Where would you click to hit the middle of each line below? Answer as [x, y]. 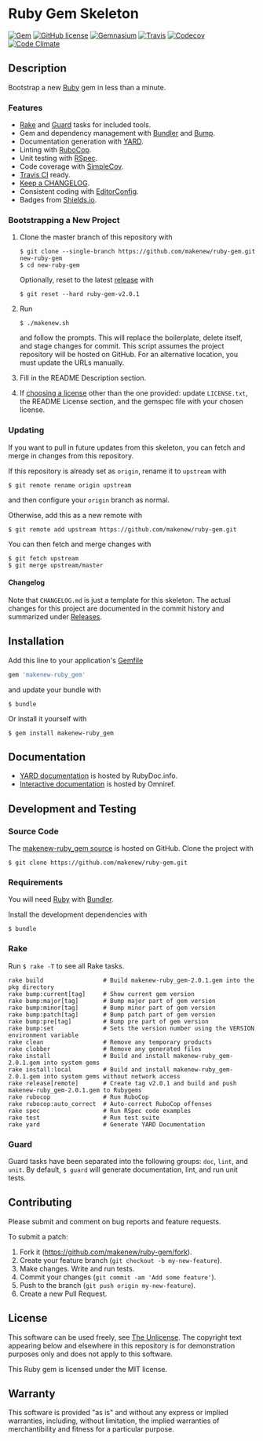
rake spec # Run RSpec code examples [100, 1111]
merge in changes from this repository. [71, 455]
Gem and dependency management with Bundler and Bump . [117, 133]
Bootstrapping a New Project [64, 220]
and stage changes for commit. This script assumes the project [122, 346]
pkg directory [31, 987]
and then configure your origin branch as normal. [89, 500]
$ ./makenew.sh [44, 323]
